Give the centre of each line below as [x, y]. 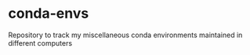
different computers [40, 43]
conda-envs [49, 14]
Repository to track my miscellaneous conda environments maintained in [125, 35]
